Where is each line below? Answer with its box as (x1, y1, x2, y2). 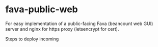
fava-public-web (5, 4, 78, 15)
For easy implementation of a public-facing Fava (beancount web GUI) (5, 20, 153, 27)
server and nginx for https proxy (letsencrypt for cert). (5, 26, 119, 32)
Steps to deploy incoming (5, 36, 59, 42)
